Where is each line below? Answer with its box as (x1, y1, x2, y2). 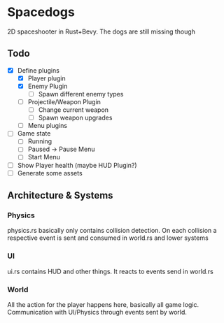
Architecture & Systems (7, 189, 113, 201)
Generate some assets (17, 168, 83, 177)
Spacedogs (7, 4, 75, 20)
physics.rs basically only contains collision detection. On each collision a (7, 227, 217, 235)
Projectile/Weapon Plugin (27, 98, 101, 106)
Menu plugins (27, 122, 68, 130)
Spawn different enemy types (38, 89, 124, 98)
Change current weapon (38, 106, 109, 114)
